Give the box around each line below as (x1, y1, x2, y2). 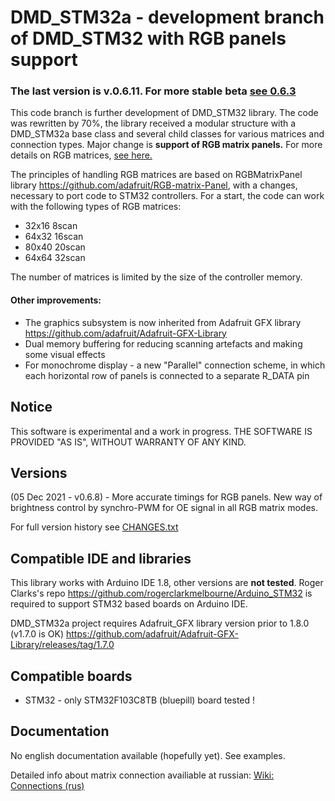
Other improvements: (10, 294, 102, 306)
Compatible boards (10, 667, 133, 685)
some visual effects (24, 348, 106, 360)
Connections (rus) (10, 779, 85, 791)
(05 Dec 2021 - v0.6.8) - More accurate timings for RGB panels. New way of (10, 491, 323, 503)
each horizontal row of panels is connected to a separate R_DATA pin (24, 369, 310, 381)
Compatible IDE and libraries (10, 550, 192, 567)
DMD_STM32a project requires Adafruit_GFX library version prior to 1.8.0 (10, 617, 310, 630)
